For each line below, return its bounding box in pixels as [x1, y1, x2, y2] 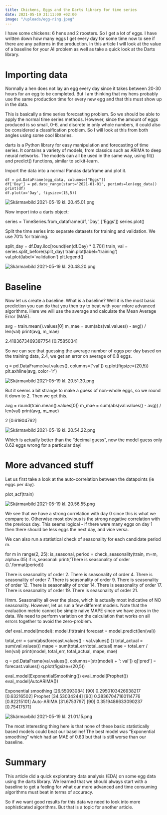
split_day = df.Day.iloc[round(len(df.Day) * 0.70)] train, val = [5, 243, 128, 249]
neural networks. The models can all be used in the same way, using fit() [5, 153, 155, 159]
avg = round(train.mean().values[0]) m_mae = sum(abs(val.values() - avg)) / [5, 403, 161, 409]
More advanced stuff [5, 460, 94, 471]
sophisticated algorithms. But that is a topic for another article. [5, 804, 134, 810]
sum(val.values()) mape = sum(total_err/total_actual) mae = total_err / [5, 643, 148, 649]
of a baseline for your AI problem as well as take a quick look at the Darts [5, 46, 156, 52]
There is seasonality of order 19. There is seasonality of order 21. [5, 588, 139, 594]
